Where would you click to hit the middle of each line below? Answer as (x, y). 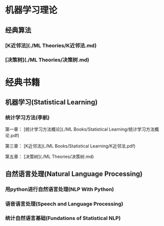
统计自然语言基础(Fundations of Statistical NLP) (63, 218)
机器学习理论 (31, 10)
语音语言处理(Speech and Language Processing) (64, 204)
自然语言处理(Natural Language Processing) (74, 174)
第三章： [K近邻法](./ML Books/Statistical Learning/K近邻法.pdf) (70, 146)
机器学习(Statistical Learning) (52, 102)
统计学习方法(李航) (27, 117)
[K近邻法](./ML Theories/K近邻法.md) (51, 45)
